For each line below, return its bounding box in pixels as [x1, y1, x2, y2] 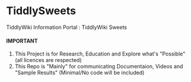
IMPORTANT [6, 37, 38, 44]
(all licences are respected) [14, 57, 82, 64]
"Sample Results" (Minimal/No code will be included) [14, 69, 145, 76]
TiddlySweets [6, 4, 76, 18]
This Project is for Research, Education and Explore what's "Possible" [14, 50, 186, 57]
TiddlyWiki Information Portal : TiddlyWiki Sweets [6, 24, 127, 31]
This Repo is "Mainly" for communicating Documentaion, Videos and [14, 63, 183, 70]
